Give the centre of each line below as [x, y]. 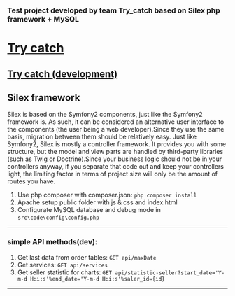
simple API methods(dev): [52, 242]
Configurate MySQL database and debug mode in [89, 210]
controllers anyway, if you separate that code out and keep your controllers [115, 167]
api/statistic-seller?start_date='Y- [170, 273]
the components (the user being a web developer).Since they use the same [116, 129]
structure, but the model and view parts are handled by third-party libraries [115, 152]
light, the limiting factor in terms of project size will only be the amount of [113, 174]
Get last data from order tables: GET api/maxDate [87, 257]
